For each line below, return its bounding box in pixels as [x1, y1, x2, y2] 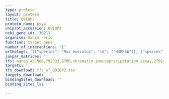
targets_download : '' [5, 72, 51, 77]
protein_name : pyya [5, 21, 46, 26]
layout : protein [5, 12, 39, 17]
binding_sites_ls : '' [5, 81, 51, 86]
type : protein [5, 7, 35, 12]
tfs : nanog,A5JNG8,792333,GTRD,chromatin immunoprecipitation [5, 58, 138, 63]
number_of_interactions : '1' [5, 44, 66, 49]
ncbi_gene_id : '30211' [5, 30, 53, 35]
